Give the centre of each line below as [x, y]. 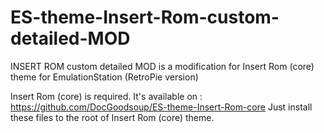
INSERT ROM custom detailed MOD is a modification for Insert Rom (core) [162, 66]
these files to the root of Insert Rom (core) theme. [112, 117]
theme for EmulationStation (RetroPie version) [104, 77]
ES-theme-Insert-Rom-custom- [145, 17]
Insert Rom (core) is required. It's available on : [106, 96]
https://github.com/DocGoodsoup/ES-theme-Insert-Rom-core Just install [161, 107]
